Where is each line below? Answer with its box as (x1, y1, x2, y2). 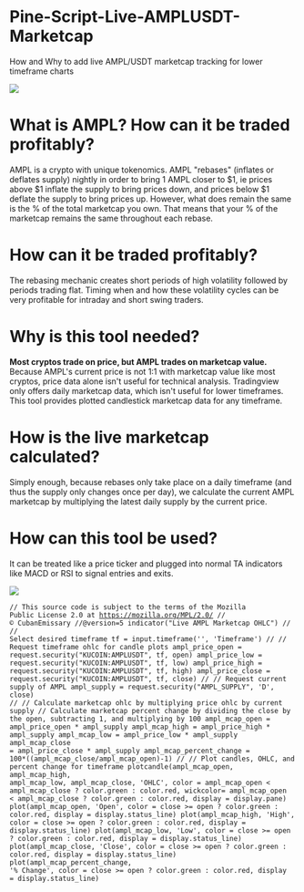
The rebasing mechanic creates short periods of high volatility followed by (9, 275, 289, 285)
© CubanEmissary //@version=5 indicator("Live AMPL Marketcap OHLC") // (9, 618, 291, 628)
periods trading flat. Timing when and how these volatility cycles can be (9, 285, 279, 296)
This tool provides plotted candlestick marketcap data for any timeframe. (9, 395, 283, 406)
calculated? (9, 446, 100, 467)
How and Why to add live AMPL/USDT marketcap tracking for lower (9, 56, 263, 67)
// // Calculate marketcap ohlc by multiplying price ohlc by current (9, 698, 283, 708)
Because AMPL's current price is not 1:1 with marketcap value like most (9, 366, 276, 377)
